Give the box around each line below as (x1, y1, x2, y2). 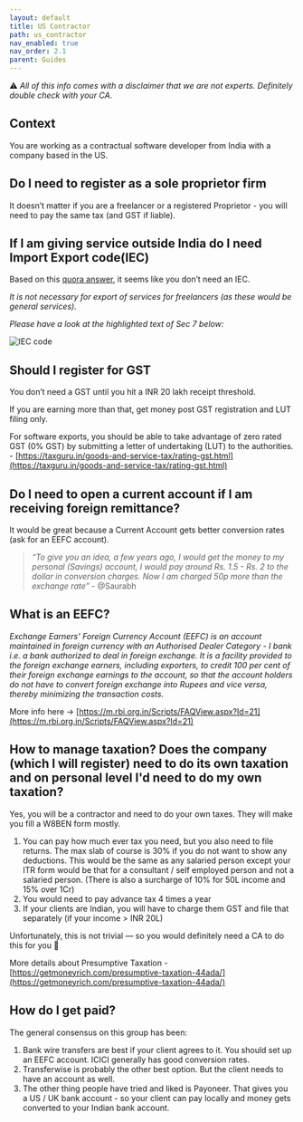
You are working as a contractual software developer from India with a (9, 139, 271, 150)
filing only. (9, 414, 48, 425)
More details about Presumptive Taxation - (9, 957, 168, 968)
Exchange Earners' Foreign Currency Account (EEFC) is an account (9, 630, 262, 641)
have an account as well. (22, 1073, 116, 1084)
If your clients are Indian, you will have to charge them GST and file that (22, 903, 289, 914)
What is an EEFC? (9, 607, 110, 622)
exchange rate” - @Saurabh (31, 580, 137, 591)
